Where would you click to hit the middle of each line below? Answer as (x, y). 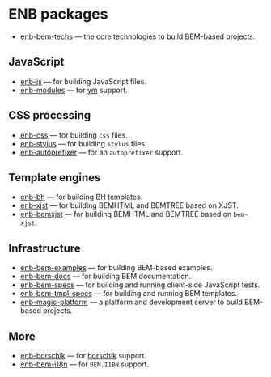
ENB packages (58, 14)
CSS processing (50, 115)
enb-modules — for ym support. (74, 90)
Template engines (55, 178)
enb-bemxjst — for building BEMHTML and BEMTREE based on (126, 214)
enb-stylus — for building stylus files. (83, 143)
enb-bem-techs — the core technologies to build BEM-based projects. (138, 36)
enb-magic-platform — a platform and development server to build (131, 302)
